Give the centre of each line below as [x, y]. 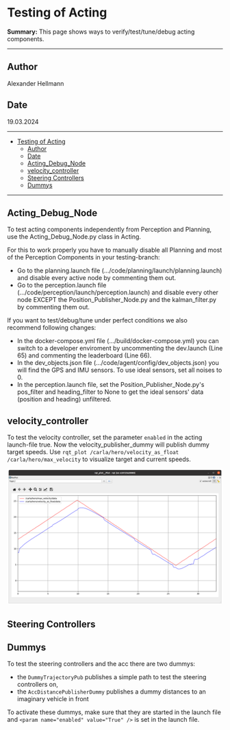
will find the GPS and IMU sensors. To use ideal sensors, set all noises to [119, 370]
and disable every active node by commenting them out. [97, 278]
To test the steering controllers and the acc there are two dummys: [101, 664]
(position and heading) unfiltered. [64, 399]
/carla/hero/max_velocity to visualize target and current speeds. [99, 459]
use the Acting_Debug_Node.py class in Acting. [74, 237]
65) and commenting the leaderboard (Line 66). [84, 355]
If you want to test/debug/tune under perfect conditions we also [98, 320]
